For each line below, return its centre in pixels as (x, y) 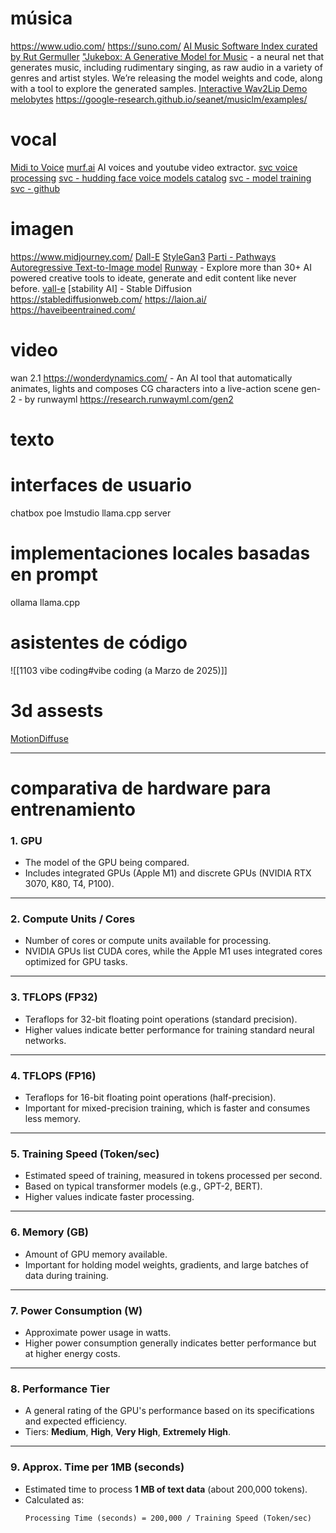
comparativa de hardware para (141, 788)
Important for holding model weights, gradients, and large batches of (166, 1264)
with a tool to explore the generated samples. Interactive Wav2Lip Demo (159, 88)
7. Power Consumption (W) (76, 1310)
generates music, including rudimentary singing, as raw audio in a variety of (166, 67)
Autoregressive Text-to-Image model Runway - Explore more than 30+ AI (161, 267)
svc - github (35, 188)
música (41, 18)
